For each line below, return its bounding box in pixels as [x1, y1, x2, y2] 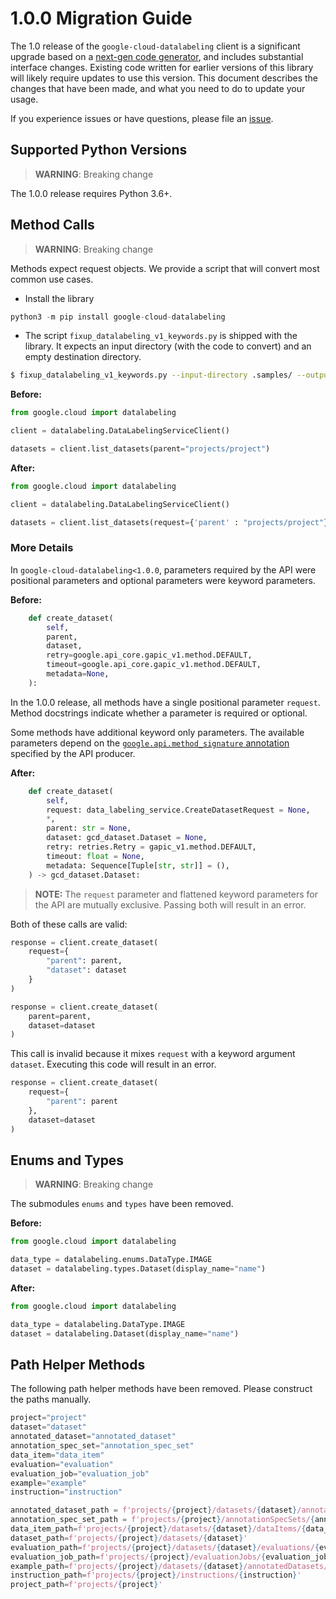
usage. [10, 93, 39, 105]
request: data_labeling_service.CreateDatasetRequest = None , [46, 805, 311, 815]
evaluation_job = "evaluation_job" [10, 1468, 150, 1479]
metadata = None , [46, 669, 110, 679]
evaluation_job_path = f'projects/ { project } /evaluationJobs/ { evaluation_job [10, 1552, 329, 1562]
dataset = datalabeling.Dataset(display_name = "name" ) [10, 1328, 240, 1339]
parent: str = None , [46, 823, 132, 834]
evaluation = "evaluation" [10, 1459, 114, 1469]
